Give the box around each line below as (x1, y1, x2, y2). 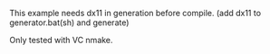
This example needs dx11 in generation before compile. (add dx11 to (9, 8, 261, 18)
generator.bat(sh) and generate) (9, 17, 130, 28)
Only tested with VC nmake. (9, 35, 113, 45)
